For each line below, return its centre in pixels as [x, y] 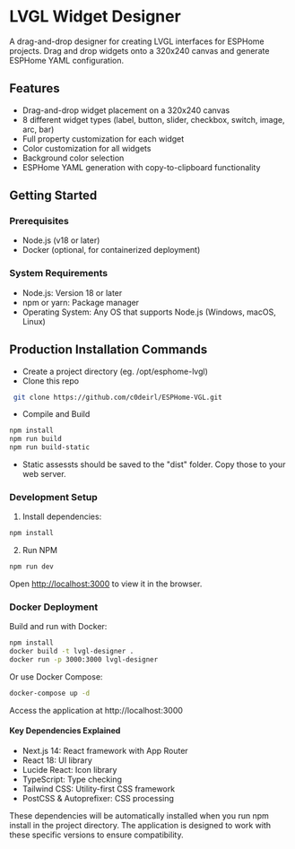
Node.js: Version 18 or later [72, 292]
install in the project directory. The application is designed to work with [140, 826]
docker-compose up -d [50, 693]
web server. [44, 474]
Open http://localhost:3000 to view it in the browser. [106, 584]
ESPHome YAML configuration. [67, 60]
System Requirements [59, 273]
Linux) [34, 321]
